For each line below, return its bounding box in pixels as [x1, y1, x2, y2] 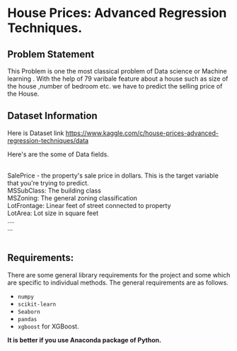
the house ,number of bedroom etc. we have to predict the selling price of [7, 82, 223, 90]
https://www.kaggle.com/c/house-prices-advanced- [65, 129, 219, 137]
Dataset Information [7, 110, 98, 122]
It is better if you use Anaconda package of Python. [7, 335, 161, 344]
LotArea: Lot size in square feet [7, 209, 99, 217]
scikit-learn [17, 301, 57, 308]
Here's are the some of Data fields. [7, 150, 110, 159]
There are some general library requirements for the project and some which [7, 270, 231, 279]
